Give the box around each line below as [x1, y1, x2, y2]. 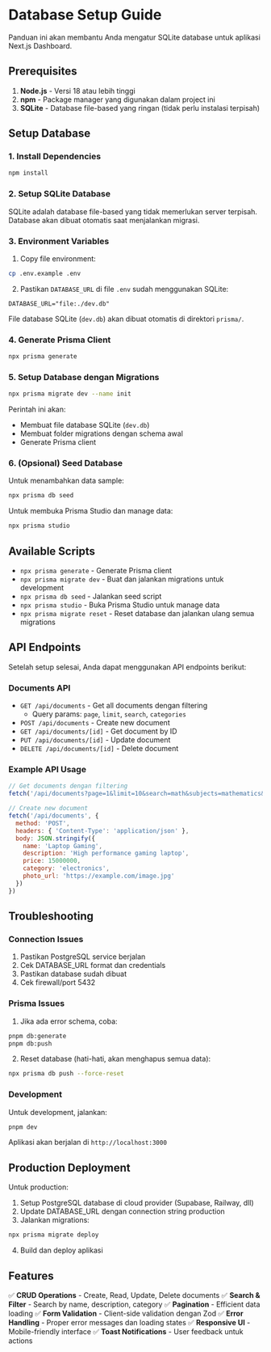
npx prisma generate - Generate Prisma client [19, 565, 172, 575]
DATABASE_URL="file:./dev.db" [8, 299, 110, 308]
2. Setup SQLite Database [8, 188, 111, 200]
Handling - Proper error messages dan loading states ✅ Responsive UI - [8, 1317, 251, 1327]
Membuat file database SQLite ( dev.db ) [19, 420, 150, 430]
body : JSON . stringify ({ [15, 834, 95, 843]
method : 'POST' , [15, 819, 70, 827]
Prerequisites [8, 65, 77, 78]
